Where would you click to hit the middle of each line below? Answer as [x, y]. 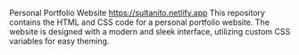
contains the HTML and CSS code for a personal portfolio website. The [140, 22]
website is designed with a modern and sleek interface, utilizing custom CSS [150, 31]
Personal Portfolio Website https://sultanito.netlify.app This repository [137, 13]
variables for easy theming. [59, 41]
